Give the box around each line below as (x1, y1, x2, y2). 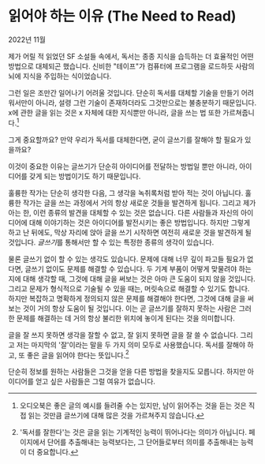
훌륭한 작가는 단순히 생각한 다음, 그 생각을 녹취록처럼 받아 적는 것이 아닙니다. (8, 188, 244, 197)
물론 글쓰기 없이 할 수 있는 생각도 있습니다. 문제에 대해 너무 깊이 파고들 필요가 (8, 254, 246, 264)
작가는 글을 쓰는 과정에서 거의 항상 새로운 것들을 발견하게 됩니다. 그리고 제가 (22, 198, 256, 208)
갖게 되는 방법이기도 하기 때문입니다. (28, 171, 141, 181)
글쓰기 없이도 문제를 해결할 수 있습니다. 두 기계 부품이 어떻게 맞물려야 (24, 264, 237, 273)
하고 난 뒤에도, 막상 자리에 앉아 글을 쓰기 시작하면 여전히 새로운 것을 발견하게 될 (8, 227, 252, 237)
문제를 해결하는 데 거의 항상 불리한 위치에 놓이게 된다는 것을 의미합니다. (16, 313, 235, 323)
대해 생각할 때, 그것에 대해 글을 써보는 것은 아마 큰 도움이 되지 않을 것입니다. (22, 274, 256, 283)
